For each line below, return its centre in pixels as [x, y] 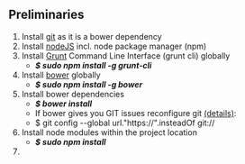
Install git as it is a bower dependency [92, 36]
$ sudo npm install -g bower [89, 84]
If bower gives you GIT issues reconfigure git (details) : [136, 113]
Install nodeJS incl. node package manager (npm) [114, 46]
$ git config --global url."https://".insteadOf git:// [125, 123]
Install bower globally [61, 75]
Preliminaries [46, 15]
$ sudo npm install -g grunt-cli [93, 65]
